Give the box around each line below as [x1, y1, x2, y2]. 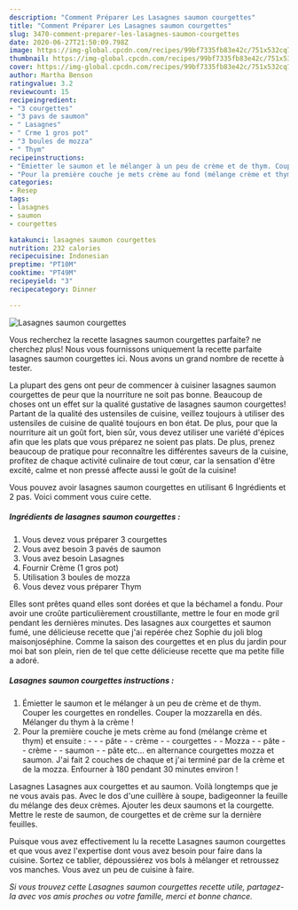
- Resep [9, 186, 38, 195]
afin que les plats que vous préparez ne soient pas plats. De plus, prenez [9, 436, 276, 447]
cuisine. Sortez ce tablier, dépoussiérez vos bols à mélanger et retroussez [9, 854, 279, 866]
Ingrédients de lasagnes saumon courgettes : [9, 511, 181, 522]
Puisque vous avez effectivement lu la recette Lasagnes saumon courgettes [9, 835, 286, 846]
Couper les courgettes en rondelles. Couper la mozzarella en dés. [21, 707, 263, 717]
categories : [9, 178, 53, 187]
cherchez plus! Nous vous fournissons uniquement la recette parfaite [9, 344, 263, 354]
